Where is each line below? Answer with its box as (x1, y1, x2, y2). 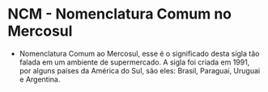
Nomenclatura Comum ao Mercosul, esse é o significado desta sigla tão (19, 48, 260, 58)
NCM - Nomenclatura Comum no (7, 5, 232, 23)
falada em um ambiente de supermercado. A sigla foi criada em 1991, (19, 57, 250, 67)
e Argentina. (19, 74, 61, 84)
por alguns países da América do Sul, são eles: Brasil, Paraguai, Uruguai (19, 65, 261, 75)
